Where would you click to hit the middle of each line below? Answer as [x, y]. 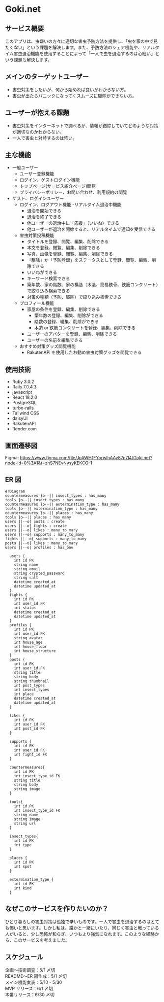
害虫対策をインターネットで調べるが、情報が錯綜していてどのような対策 [85, 125]
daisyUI [20, 418]
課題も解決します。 [33, 60]
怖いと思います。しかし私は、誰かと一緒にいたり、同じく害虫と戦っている [84, 928]
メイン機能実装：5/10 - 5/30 [34, 982]
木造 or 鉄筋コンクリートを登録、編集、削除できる [85, 328]
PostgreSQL [24, 403]
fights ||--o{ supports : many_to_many [46, 539]
